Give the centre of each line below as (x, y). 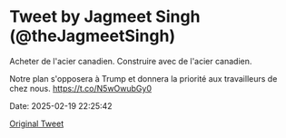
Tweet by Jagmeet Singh (105, 17)
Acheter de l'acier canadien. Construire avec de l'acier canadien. (131, 61)
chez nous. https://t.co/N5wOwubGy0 (81, 88)
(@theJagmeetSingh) (92, 36)
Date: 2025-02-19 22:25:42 (61, 105)
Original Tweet (37, 123)
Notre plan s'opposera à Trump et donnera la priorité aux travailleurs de (143, 78)
